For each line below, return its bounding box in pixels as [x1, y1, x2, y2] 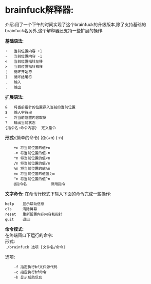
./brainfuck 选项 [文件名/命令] [5, 244, 66, 249]
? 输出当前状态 [5, 120, 36, 125]
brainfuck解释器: [5, 4, 74, 16]
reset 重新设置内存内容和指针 [5, 212, 63, 217]
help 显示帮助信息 [5, 201, 45, 206]
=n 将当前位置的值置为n [14, 171, 56, 176]
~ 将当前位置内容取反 [5, 115, 47, 120]
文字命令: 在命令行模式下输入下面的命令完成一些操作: [5, 191, 112, 197]
